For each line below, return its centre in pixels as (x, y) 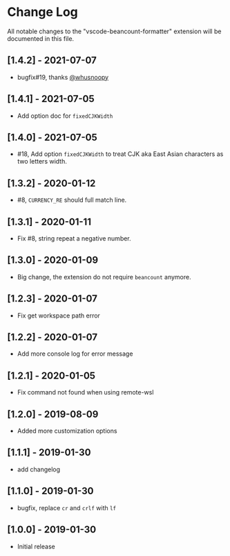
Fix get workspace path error (58, 315)
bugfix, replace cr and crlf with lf (67, 507)
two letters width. (42, 162)
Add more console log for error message (75, 354)
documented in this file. (41, 38)
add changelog (39, 469)
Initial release (36, 546)
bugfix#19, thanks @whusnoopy (63, 77)
